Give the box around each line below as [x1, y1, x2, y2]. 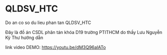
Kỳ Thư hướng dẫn [5, 34, 43, 40]
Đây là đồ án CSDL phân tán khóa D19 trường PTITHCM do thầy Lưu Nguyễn [5, 29, 162, 35]
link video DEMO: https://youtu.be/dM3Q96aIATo [5, 44, 106, 50]
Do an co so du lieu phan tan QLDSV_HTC [5, 19, 91, 25]
